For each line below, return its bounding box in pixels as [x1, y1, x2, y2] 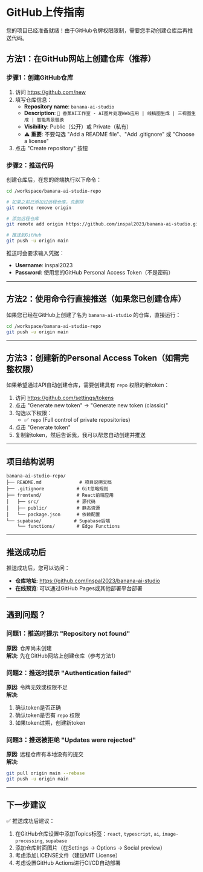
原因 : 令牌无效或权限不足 [6, 684, 68, 691]
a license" [24, 137, 50, 144]
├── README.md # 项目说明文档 [6, 479, 112, 485]
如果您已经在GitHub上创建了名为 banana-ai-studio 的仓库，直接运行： [6, 311, 181, 318]
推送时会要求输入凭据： [6, 250, 65, 257]
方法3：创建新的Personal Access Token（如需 [6, 353, 181, 363]
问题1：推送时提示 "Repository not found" [6, 630, 130, 638]
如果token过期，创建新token [14, 719, 86, 727]
